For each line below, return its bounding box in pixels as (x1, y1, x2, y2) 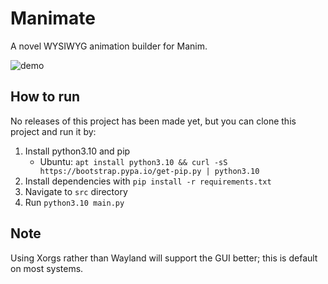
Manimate (10, 7, 96, 30)
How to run (10, 88, 81, 106)
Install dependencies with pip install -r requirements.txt (24, 175, 272, 187)
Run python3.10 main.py (24, 196, 125, 208)
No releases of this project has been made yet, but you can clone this (10, 115, 297, 127)
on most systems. (10, 262, 84, 274)
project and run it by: (10, 125, 97, 137)
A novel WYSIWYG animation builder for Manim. (10, 40, 208, 52)
